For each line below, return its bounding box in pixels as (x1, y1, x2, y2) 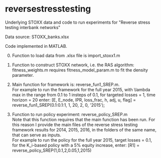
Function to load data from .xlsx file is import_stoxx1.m (12, 52, 120, 58)
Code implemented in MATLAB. (5, 43, 68, 49)
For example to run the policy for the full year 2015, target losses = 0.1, (12, 137, 152, 143)
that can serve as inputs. (12, 132, 61, 138)
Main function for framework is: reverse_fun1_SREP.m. (12, 81, 120, 87)
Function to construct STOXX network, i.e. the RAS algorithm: (12, 62, 134, 68)
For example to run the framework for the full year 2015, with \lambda (12, 86, 151, 92)
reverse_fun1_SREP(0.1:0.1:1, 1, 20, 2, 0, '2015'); (12, 102, 105, 108)
